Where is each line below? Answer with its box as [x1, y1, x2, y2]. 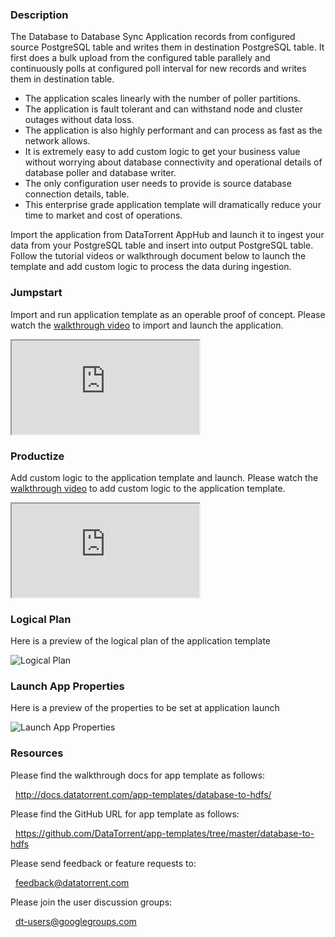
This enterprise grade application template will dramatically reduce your [24, 199, 322, 211]
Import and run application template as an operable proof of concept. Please [10, 308, 326, 320]
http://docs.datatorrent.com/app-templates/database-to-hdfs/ [14, 788, 272, 800]
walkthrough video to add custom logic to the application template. [10, 482, 286, 494]
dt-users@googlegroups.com [14, 915, 137, 927]
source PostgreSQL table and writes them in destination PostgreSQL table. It [10, 41, 325, 53]
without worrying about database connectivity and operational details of [24, 156, 323, 168]
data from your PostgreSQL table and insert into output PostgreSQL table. [10, 239, 314, 252]
